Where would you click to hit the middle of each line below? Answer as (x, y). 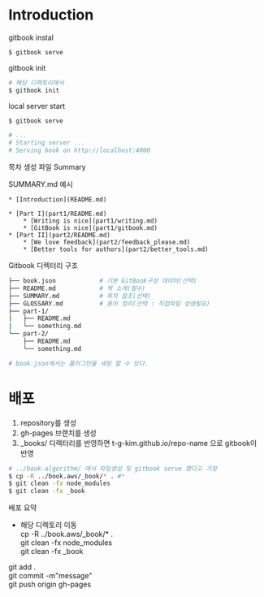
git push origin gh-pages (50, 584)
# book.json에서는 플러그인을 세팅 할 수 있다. (78, 363)
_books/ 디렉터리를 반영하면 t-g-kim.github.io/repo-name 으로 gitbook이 (138, 443)
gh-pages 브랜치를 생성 (58, 433)
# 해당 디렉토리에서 (36, 83)
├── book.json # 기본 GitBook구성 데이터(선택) (103, 281)
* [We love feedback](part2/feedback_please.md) (107, 242)
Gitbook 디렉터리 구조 (43, 266)
